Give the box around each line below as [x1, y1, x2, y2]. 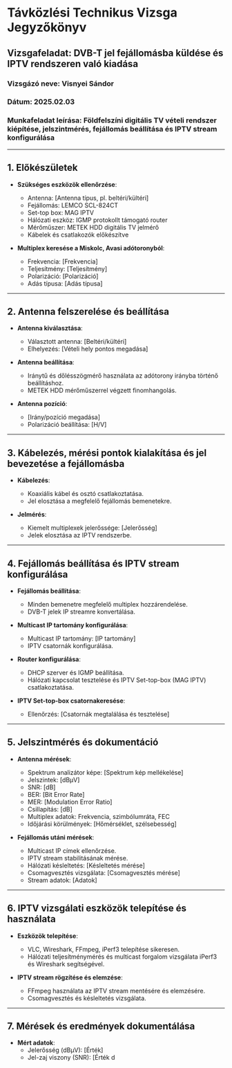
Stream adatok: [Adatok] [27, 876, 98, 884]
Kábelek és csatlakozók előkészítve [27, 230, 129, 239]
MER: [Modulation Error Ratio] [27, 798, 113, 806]
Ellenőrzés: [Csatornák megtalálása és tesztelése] [27, 710, 170, 718]
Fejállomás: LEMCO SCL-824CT [27, 201, 119, 209]
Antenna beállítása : [17, 358, 75, 367]
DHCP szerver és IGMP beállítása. [27, 668, 124, 676]
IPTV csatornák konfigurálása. [27, 641, 114, 650]
